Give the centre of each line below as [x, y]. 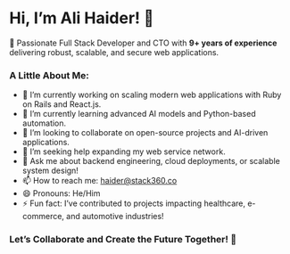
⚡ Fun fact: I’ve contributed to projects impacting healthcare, [134, 203]
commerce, [43, 217]
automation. [44, 123]
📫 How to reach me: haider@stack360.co [99, 181]
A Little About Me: [49, 75]
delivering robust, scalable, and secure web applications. [114, 52]
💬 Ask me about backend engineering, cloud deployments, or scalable [151, 161]
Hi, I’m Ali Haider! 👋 [82, 18]
